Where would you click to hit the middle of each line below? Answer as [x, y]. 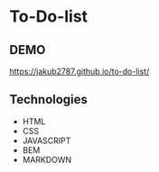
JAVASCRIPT [47, 140]
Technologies [49, 100]
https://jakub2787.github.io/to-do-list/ [79, 71]
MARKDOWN [47, 159]
